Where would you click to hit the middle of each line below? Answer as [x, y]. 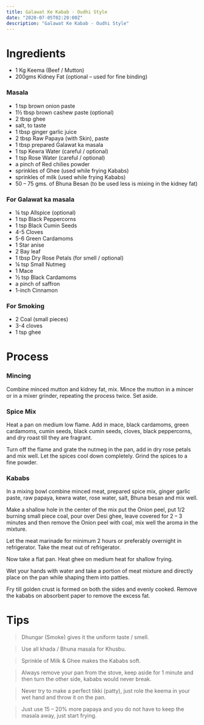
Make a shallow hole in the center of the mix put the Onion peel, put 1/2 [96, 510]
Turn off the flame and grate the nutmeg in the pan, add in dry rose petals [99, 449]
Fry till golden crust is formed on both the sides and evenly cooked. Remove [102, 589]
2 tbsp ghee [30, 119]
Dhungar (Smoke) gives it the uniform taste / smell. [85, 637]
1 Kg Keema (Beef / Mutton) [50, 70]
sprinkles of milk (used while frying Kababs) [70, 177]
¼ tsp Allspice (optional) [45, 212]
